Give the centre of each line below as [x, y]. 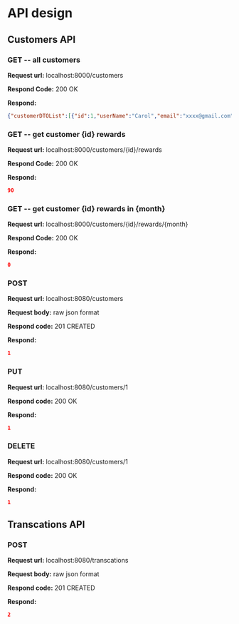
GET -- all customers [44, 60]
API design [40, 13]
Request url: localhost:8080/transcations [68, 561]
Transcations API [46, 525]
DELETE [21, 446]
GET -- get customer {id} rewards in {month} [86, 208]
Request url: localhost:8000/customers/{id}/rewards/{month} [98, 224]
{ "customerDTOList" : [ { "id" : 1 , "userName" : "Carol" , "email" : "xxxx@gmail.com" [121, 116]
